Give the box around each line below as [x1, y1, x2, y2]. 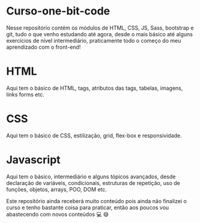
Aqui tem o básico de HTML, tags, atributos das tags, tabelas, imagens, [6, 84, 183, 92]
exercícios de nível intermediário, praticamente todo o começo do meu [6, 37, 181, 44]
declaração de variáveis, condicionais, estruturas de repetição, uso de [6, 179, 180, 186]
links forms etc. [6, 90, 44, 98]
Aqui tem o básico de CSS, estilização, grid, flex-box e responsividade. [6, 131, 182, 139]
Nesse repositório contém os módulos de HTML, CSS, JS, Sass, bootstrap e [6, 24, 194, 31]
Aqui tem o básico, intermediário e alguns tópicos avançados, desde [6, 173, 176, 180]
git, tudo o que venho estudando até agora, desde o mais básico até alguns [6, 30, 193, 37]
